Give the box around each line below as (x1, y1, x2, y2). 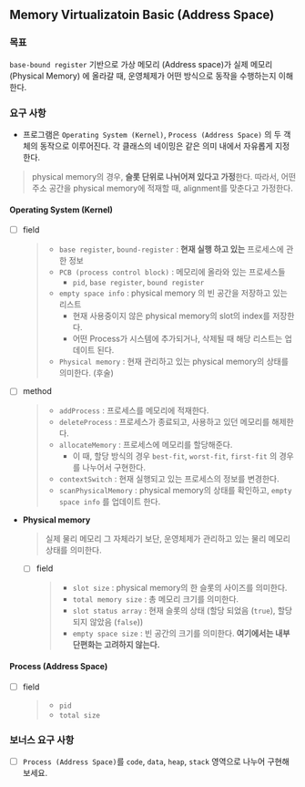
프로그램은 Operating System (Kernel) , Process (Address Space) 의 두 (22, 129, 282, 140)
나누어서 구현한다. (82, 462, 147, 473)
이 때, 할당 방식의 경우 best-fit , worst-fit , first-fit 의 (72, 450, 278, 461)
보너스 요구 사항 (9, 733, 75, 746)
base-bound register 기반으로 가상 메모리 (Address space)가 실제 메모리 (9, 58, 273, 69)
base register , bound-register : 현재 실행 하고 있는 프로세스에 (58, 243, 284, 254)
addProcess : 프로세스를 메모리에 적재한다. (58, 405, 209, 416)
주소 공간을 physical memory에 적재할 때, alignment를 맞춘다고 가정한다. (31, 182, 293, 193)
